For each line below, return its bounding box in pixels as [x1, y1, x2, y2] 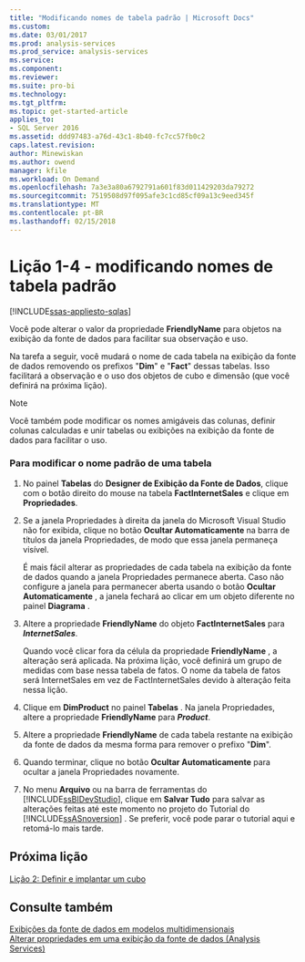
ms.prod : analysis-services [9, 38, 117, 48]
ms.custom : [9, 22, 51, 31]
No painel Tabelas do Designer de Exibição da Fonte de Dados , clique [22, 478, 289, 489]
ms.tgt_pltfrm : [9, 98, 67, 108]
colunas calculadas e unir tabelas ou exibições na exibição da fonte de [9, 425, 275, 436]
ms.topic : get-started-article [9, 107, 128, 116]
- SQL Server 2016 [9, 124, 79, 133]
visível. [22, 543, 50, 554]
